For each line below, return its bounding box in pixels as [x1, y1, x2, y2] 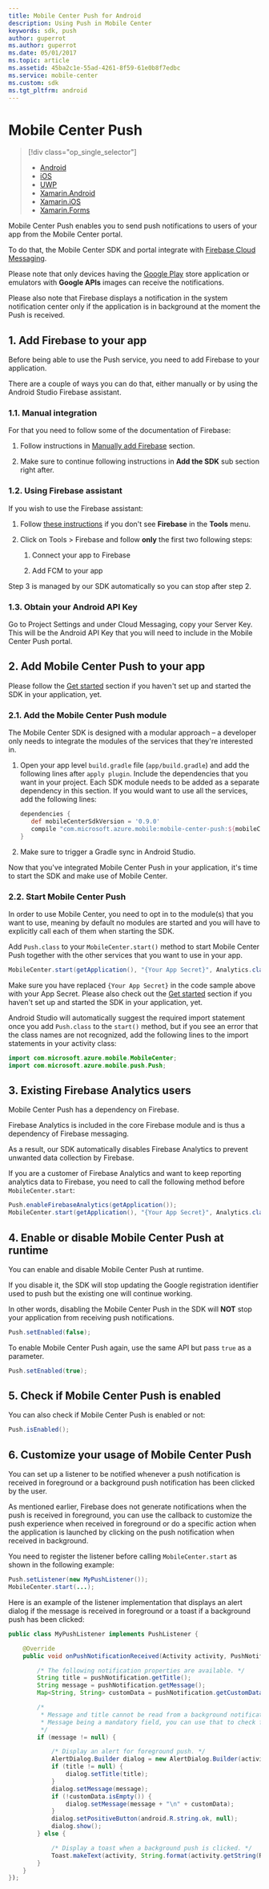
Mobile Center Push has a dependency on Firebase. [8, 1105, 179, 1115]
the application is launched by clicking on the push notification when [8, 1527, 235, 1537]
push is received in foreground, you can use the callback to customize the [8, 1510, 252, 1520]
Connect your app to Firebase [31, 550, 130, 560]
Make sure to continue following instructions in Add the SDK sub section [19, 456, 260, 466]
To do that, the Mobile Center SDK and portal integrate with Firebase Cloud [8, 245, 256, 255]
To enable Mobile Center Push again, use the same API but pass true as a [8, 1343, 252, 1352]
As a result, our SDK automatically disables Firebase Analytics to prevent [8, 1145, 248, 1154]
